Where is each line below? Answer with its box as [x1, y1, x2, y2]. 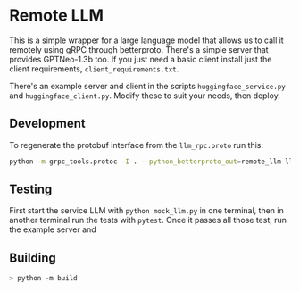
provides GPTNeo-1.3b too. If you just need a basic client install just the [9, 54, 272, 64]
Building [9, 250, 56, 265]
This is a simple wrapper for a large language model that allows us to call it [9, 35, 284, 46]
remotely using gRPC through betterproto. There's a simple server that [9, 44, 270, 54]
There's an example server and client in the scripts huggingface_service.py [9, 80, 286, 91]
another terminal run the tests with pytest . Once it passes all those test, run [9, 215, 287, 226]
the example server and [9, 224, 96, 235]
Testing [9, 182, 53, 197]
